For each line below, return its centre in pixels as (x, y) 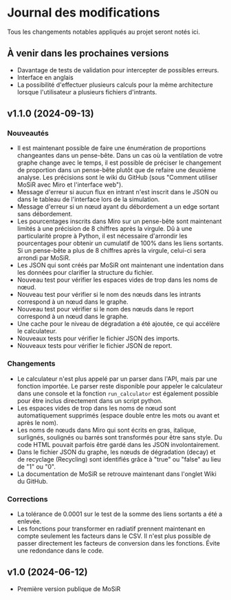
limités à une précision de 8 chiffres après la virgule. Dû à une (104, 229)
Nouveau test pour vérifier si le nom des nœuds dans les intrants (109, 295)
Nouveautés (28, 134)
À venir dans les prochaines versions (88, 53)
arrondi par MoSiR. (44, 258)
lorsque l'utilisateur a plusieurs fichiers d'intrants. (87, 92)
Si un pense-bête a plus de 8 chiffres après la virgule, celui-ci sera (111, 251)
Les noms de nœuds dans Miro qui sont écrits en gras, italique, (106, 430)
